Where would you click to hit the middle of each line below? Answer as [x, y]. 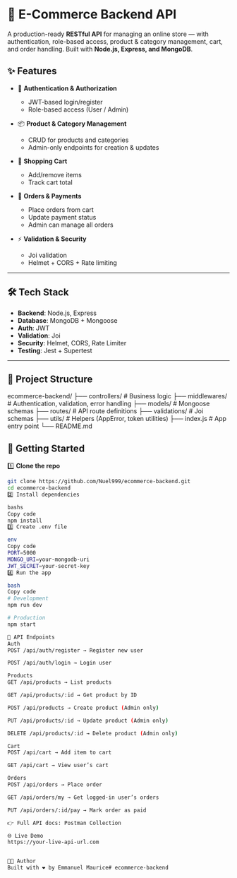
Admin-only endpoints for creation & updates [93, 147]
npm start [22, 624]
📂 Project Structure [50, 379]
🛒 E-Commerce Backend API [92, 14]
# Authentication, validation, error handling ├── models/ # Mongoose [109, 404]
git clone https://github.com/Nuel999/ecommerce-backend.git [99, 482]
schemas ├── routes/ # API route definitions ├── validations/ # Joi [105, 411]
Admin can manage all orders [71, 225]
